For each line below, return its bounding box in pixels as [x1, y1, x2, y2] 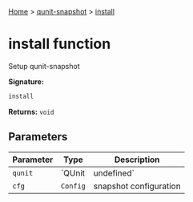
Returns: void [8, 107, 54, 116]
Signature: [8, 76, 44, 87]
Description [114, 154, 160, 165]
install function [8, 35, 111, 53]
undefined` [93, 168, 135, 179]
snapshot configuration [93, 180, 182, 192]
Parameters [8, 130, 68, 143]
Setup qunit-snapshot [8, 61, 80, 71]
